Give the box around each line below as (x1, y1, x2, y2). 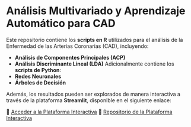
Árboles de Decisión (14, 79, 66, 86)
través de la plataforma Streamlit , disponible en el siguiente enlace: (6, 96, 172, 104)
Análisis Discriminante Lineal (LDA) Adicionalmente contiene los (14, 60, 174, 67)
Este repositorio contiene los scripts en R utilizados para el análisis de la (6, 36, 183, 43)
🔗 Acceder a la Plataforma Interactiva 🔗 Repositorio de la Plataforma (6, 108, 173, 115)
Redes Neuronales (14, 73, 61, 80)
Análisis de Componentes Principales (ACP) (14, 54, 126, 61)
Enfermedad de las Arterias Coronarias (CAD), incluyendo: (6, 43, 149, 50)
